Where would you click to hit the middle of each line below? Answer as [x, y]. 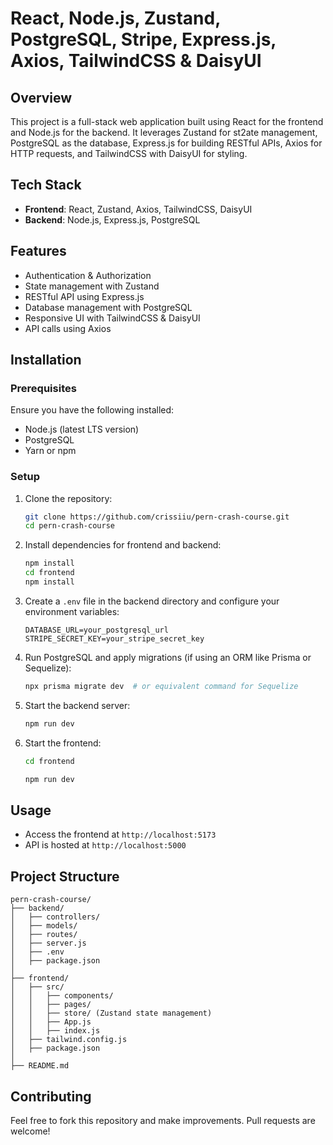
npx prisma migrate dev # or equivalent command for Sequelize [161, 686]
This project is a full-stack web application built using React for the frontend [167, 121]
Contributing [51, 1096]
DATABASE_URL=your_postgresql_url [96, 630]
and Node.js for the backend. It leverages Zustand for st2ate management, [164, 132]
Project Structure [65, 876]
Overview [41, 97]
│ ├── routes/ [44, 935]
